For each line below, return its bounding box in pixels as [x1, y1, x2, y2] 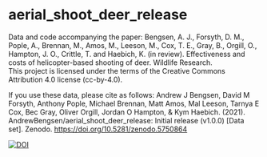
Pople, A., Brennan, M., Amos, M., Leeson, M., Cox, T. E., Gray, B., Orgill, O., [8, 40, 257, 50]
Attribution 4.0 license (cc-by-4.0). [8, 74, 123, 84]
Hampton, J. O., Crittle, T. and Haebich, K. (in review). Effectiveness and [8, 49, 245, 58]
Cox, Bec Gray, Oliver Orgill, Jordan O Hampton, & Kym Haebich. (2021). [8, 107, 245, 117]
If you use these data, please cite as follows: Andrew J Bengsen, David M [8, 90, 250, 99]
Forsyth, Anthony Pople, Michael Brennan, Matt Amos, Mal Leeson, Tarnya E [8, 99, 260, 108]
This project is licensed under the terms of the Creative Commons [8, 66, 225, 75]
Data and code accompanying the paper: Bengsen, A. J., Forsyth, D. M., [8, 32, 245, 42]
